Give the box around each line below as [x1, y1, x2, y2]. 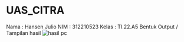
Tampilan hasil [6, 29, 41, 36]
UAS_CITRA [6, 4, 65, 17]
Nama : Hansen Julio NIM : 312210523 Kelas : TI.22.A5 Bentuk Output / [6, 23, 178, 30]
